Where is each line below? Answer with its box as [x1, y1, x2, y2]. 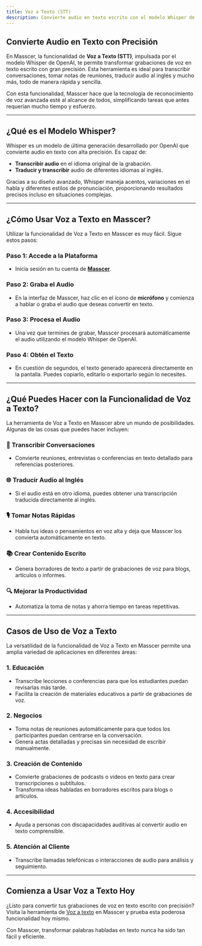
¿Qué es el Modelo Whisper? [6, 126, 116, 136]
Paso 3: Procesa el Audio [6, 315, 81, 324]
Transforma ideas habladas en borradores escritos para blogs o [14, 786, 173, 793]
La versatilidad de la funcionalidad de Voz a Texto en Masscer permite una [6, 642, 191, 649]
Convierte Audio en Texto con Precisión [6, 37, 158, 47]
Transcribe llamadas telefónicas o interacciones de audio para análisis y [14, 856, 194, 863]
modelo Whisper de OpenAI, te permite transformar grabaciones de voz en [6, 59, 192, 66]
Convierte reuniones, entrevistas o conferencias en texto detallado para [14, 455, 193, 462]
